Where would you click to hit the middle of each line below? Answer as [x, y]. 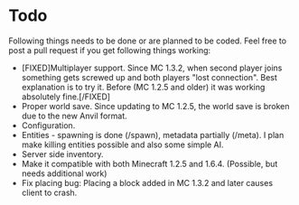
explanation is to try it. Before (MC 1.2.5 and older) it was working [143, 87]
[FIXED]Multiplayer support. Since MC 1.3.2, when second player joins [152, 68]
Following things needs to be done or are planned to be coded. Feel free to [147, 41]
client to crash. [49, 192]
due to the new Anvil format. [74, 116]
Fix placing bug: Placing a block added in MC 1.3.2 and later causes [147, 182]
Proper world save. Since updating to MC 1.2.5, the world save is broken [155, 106]
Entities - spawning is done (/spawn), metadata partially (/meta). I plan [153, 135]
